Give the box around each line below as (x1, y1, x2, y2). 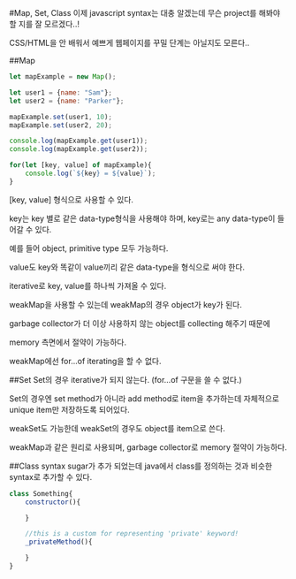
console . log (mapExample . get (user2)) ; (9, 145, 148, 154)
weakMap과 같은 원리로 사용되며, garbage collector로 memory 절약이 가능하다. (9, 441, 287, 453)
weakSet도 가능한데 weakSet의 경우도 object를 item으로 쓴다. (9, 423, 225, 433)
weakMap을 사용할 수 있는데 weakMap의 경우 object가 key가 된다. (9, 299, 243, 309)
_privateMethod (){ (25, 537, 93, 546)
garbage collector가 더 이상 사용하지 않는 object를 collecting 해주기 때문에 (9, 317, 271, 329)
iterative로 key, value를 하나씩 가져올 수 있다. (9, 280, 167, 291)
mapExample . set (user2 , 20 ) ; (9, 120, 113, 130)
